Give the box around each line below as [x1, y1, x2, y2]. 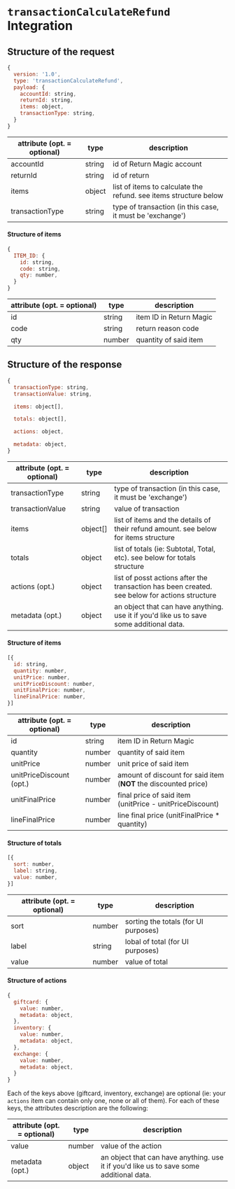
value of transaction [114, 503, 180, 513]
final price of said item [117, 790, 191, 800]
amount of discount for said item [117, 771, 225, 780]
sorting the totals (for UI [124, 916, 204, 926]
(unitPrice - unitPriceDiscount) [117, 799, 220, 809]
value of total [124, 957, 168, 966]
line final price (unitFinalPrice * [117, 810, 220, 820]
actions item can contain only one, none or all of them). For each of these [7, 1097, 220, 1105]
